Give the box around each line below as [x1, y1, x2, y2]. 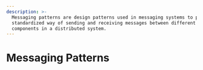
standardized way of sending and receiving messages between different [11, 20, 196, 26]
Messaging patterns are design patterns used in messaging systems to [11, 14, 193, 20]
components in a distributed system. [11, 25, 107, 32]
